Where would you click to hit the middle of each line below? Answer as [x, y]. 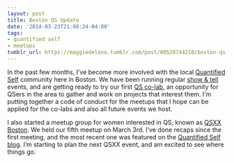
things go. [22, 152]
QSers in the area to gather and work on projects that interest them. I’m [109, 94]
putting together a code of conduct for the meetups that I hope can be [108, 101]
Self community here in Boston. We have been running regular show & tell [113, 79]
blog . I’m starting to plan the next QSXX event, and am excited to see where [116, 144]
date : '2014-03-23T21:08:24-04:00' [59, 26]
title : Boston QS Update [43, 20]
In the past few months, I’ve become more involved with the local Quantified [116, 72]
